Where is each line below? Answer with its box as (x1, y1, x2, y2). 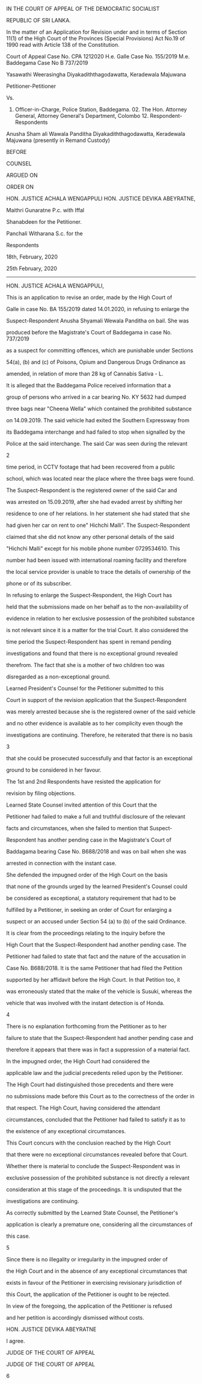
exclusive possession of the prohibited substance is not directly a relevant (6, 1174, 190, 1181)
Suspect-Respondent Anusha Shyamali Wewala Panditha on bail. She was (6, 317, 189, 324)
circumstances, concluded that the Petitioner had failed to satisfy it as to (6, 1116, 186, 1123)
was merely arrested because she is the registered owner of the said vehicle (6, 708, 196, 715)
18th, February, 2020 (6, 253, 58, 260)
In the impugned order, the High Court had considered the (6, 1058, 150, 1065)
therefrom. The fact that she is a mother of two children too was (6, 662, 165, 668)
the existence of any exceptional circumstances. (6, 1128, 126, 1134)
